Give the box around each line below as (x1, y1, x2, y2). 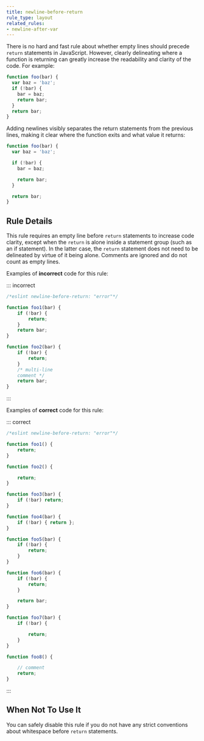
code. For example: (6, 62, 55, 70)
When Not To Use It (6, 705, 81, 715)
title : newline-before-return (6, 9, 83, 15)
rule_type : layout (6, 15, 53, 21)
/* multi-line (17, 367, 53, 373)
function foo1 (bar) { (6, 304, 62, 310)
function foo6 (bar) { (6, 569, 62, 576)
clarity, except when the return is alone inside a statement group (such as (6, 239, 192, 246)
